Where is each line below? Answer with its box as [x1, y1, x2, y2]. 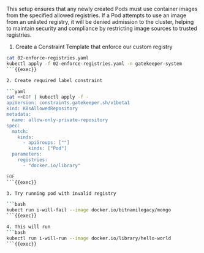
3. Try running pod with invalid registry [6, 190, 116, 197]
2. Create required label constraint [6, 77, 103, 83]
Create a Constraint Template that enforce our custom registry [15, 43, 173, 50]
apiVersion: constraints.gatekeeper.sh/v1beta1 [6, 100, 130, 106]
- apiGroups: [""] [22, 140, 70, 146]
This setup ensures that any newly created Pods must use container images [6, 6, 198, 12]
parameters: [12, 151, 43, 157]
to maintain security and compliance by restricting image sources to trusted [6, 25, 197, 32]
